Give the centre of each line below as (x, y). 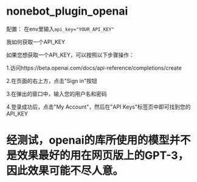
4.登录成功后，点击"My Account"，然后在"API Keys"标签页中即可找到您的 (98, 107)
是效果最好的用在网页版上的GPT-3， (98, 155)
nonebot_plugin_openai (67, 11)
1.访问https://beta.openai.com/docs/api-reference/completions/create (94, 68)
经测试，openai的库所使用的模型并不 (98, 140)
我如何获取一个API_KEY (36, 42)
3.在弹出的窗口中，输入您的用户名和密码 (57, 93)
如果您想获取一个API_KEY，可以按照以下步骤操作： (71, 55)
